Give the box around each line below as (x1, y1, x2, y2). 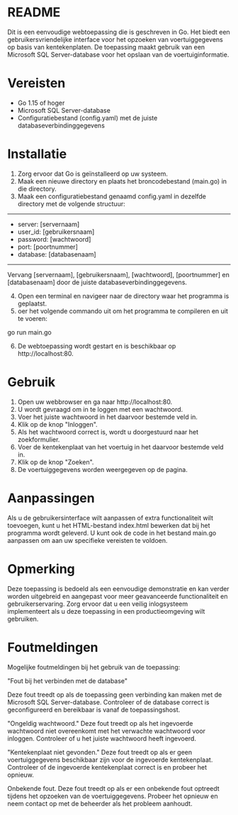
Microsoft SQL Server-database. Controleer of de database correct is (7, 697, 210, 706)
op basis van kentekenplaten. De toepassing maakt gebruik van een (7, 43, 205, 51)
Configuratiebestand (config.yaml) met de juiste (17, 113, 158, 122)
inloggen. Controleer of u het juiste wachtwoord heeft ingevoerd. (7, 734, 197, 743)
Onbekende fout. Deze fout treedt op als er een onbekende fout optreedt (7, 784, 220, 792)
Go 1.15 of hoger (17, 99, 65, 107)
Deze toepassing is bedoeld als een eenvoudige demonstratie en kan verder (7, 584, 229, 592)
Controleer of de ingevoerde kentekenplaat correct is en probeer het (7, 763, 208, 771)
